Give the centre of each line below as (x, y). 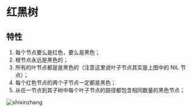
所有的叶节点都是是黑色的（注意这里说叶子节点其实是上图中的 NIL (97, 68)
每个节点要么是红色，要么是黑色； (58, 52)
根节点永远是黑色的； (41, 60)
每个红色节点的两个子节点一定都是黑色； (65, 83)
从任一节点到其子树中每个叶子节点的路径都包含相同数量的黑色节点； (100, 90)
